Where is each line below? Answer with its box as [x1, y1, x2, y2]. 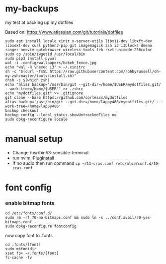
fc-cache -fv [5, 255, 32, 261]
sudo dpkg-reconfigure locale [5, 117, 68, 122]
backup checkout [5, 108, 39, 113]
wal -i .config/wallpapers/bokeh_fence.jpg [5, 60, 97, 65]
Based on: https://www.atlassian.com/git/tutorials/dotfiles [5, 29, 123, 35]
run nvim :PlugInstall [12, 155, 55, 161]
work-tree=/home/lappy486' [5, 104, 61, 109]
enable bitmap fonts [5, 199, 55, 206]
